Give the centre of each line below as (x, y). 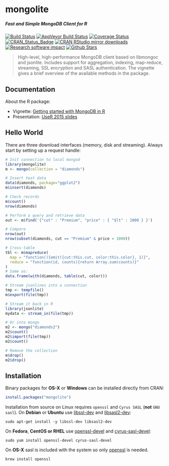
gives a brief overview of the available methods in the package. (84, 73)
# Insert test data (26, 178)
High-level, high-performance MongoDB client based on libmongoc (88, 57)
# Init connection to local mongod (43, 159)
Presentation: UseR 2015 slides (45, 117)
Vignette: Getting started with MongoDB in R (59, 111)
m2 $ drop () (16, 360)
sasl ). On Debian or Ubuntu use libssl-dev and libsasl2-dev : (68, 413)
